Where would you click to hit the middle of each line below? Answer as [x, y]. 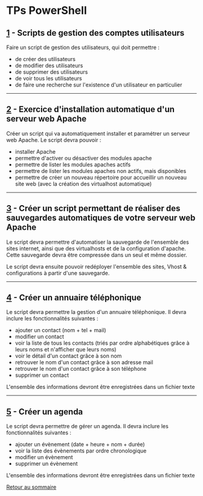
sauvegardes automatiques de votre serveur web [101, 218]
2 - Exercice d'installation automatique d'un [91, 109]
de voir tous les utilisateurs [49, 78]
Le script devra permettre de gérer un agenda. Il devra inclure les [88, 426]
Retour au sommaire [31, 487]
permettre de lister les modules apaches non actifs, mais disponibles [101, 171]
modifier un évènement [44, 457]
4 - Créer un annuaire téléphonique [74, 298]
